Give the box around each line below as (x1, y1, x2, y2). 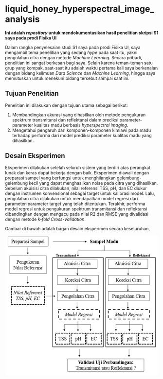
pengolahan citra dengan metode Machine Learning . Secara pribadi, (5, 54, 143, 60)
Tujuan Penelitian (5, 89, 59, 98)
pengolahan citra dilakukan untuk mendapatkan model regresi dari (5, 195, 138, 201)
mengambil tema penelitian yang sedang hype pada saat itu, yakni (5, 50, 138, 55)
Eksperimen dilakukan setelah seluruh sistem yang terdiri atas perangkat (5, 164, 151, 171)
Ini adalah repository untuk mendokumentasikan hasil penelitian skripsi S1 (5, 30, 159, 35)
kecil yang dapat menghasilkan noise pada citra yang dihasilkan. (29, 180, 158, 186)
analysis (5, 14, 40, 25)
